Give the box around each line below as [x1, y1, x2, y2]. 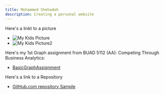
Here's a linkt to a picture [5, 25, 56, 31]
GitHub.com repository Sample [12, 83, 76, 89]
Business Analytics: [5, 55, 46, 61]
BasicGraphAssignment [12, 64, 60, 70]
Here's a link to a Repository [5, 74, 63, 80]
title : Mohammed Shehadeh [5, 7, 58, 12]
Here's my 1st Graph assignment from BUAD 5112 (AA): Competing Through [5, 50, 160, 56]
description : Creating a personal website [5, 12, 94, 17]
